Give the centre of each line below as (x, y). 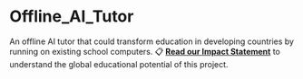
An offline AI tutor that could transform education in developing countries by (152, 41)
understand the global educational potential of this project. (119, 64)
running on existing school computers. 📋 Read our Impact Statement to (145, 51)
